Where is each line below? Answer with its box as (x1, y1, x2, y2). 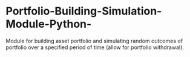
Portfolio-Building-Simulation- (5, 4, 162, 18)
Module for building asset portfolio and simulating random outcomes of (5, 37, 183, 44)
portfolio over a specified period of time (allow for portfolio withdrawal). (5, 44, 184, 51)
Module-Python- (5, 17, 92, 31)
